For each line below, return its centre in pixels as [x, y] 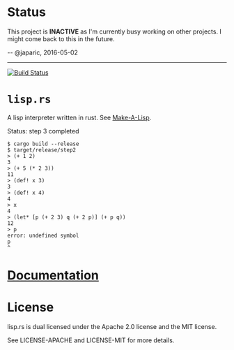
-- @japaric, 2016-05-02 [43, 52]
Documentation [53, 276]
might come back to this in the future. [61, 38]
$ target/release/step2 [42, 150]
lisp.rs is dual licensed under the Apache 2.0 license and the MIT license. [112, 327]
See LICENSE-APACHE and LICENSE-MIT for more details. [91, 340]
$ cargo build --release [43, 144]
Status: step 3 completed [43, 131]
